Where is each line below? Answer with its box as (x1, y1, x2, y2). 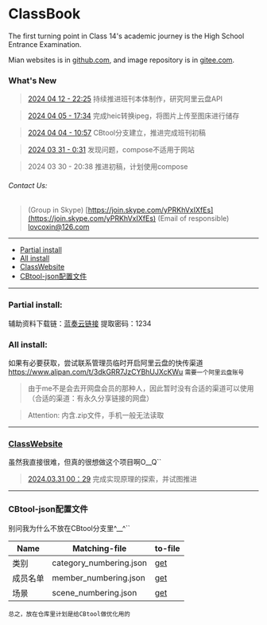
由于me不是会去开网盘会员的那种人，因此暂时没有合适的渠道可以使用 (27, 383, 254, 393)
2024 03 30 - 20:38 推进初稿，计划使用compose (27, 162, 188, 171)
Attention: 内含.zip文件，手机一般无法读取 (27, 411, 164, 420)
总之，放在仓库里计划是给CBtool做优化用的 (8, 610, 131, 618)
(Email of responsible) (157, 214, 230, 223)
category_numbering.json (52, 557, 147, 568)
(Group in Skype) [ (27, 205, 89, 215)
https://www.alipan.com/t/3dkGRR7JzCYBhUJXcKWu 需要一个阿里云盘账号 (8, 368, 245, 377)
